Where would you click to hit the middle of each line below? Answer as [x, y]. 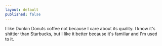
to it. [10, 39]
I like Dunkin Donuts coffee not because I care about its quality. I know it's [80, 28]
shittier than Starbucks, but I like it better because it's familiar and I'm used [81, 34]
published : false [23, 14]
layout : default [22, 10]
